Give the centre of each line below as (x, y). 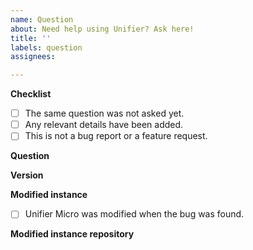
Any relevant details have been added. (104, 125)
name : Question (42, 19)
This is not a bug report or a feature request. (116, 136)
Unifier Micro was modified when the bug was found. (134, 214)
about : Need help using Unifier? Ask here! (102, 29)
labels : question (46, 47)
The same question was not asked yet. (104, 113)
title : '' (31, 38)
